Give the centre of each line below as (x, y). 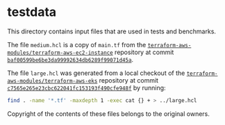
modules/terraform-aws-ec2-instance (60, 53)
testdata (32, 12)
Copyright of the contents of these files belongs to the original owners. (109, 114)
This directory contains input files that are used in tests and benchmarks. (112, 31)
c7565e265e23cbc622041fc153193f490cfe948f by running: (86, 87)
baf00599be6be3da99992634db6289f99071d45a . (70, 59)
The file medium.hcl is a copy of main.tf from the (77, 44)
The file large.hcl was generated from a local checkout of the (96, 73)
